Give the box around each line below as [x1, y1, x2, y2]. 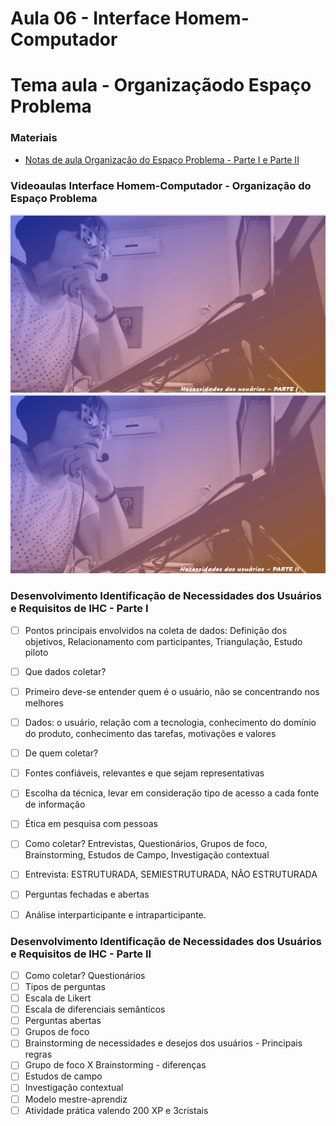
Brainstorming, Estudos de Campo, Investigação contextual [24, 849, 270, 861]
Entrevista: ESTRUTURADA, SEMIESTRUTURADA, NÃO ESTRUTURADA [24, 868, 318, 881]
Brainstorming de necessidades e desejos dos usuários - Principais [24, 1037, 303, 1049]
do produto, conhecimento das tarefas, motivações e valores [24, 728, 277, 740]
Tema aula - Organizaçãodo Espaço [10, 74, 312, 97]
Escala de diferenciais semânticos [24, 1003, 166, 1016]
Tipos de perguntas [24, 980, 106, 992]
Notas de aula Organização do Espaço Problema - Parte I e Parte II [24, 153, 300, 166]
